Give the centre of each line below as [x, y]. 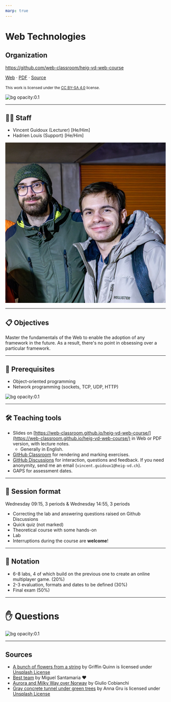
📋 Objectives [27, 322]
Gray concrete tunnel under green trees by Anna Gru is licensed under [86, 689]
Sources [19, 654]
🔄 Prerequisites [30, 369]
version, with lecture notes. [41, 443]
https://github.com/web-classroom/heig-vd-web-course [64, 67]
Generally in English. [42, 449]
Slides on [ [24, 433]
